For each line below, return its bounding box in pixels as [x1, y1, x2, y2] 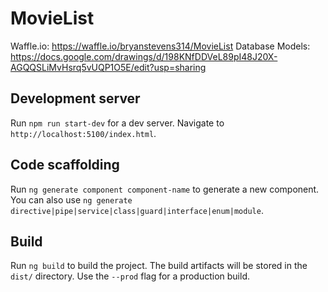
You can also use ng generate [10, 193, 133, 206]
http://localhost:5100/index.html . [10, 127, 157, 139]
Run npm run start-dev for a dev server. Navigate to [10, 117, 225, 129]
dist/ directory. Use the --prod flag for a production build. [10, 270, 250, 282]
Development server [10, 90, 141, 107]
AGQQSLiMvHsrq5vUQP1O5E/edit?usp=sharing [10, 61, 207, 73]
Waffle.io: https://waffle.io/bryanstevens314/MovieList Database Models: [10, 40, 311, 52]
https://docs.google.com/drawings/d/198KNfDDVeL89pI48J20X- [10, 50, 278, 62]
